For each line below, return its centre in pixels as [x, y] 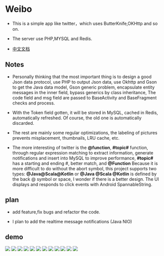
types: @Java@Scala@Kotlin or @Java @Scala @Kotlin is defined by [84, 174]
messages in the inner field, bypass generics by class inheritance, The [84, 92]
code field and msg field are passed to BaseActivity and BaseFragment [84, 98]
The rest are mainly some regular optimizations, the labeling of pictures [85, 133]
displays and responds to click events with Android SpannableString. [82, 184]
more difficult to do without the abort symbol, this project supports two [84, 168]
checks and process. [34, 103]
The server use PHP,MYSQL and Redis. [52, 39]
